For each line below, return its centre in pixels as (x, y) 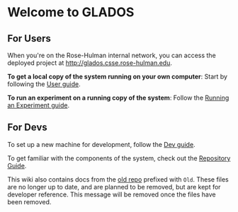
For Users (29, 39)
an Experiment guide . (38, 105)
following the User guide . (44, 84)
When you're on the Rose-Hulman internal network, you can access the (112, 55)
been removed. (29, 201)
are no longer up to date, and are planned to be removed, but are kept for (114, 187)
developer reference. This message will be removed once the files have (112, 194)
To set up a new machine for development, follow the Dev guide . (102, 144)
